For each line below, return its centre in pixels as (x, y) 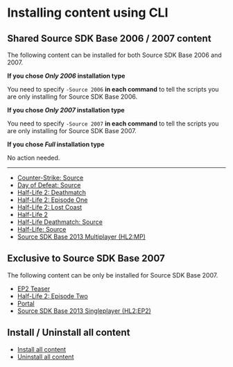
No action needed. (34, 158)
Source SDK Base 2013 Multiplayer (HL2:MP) (81, 237)
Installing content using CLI (88, 13)
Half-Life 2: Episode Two (52, 296)
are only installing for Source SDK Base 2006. (72, 96)
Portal (26, 303)
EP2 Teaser (34, 289)
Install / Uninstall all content (69, 333)
